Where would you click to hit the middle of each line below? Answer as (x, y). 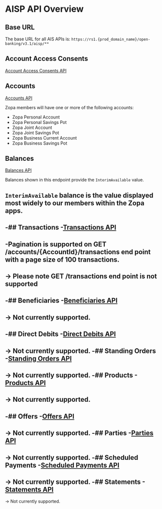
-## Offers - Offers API (40, 416)
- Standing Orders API (38, 358)
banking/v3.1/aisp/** (27, 44)
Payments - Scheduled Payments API (62, 465)
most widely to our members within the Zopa (75, 203)
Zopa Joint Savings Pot (35, 133)
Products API (25, 383)
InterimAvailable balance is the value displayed (79, 195)
